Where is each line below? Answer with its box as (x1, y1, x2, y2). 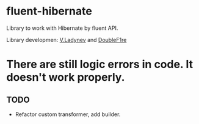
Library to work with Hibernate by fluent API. (6, 24, 118, 32)
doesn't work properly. (6, 71, 125, 84)
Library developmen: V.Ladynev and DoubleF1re (6, 36, 127, 43)
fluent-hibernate (6, 4, 93, 18)
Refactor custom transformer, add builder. (15, 111, 121, 118)
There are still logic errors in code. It (6, 58, 194, 71)
